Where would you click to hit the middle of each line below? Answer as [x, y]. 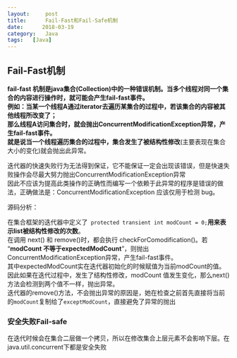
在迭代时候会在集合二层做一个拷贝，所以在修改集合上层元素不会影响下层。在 [119, 338]
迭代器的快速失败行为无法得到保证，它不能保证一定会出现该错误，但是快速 [115, 165]
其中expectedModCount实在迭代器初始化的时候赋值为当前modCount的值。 [116, 266]
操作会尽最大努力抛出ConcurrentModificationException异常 [99, 174]
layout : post [33, 14]
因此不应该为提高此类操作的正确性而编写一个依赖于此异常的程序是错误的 [112, 183]
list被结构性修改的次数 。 [49, 231]
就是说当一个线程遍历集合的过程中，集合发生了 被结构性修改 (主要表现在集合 [117, 141]
